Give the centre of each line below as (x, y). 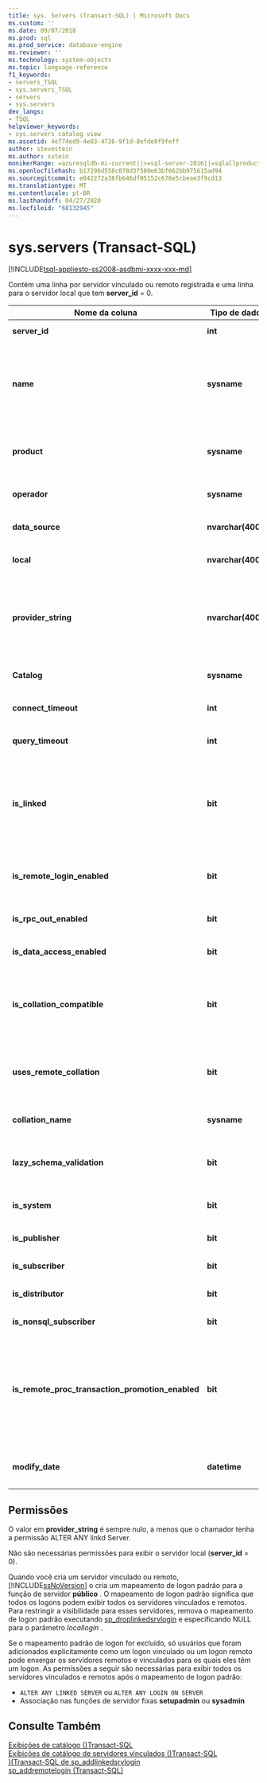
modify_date (36, 1467)
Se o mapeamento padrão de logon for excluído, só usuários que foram (125, 1643)
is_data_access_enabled (60, 952)
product (28, 452)
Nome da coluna (106, 313)
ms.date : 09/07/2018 (43, 30)
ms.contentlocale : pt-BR (49, 193)
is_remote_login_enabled (60, 876)
